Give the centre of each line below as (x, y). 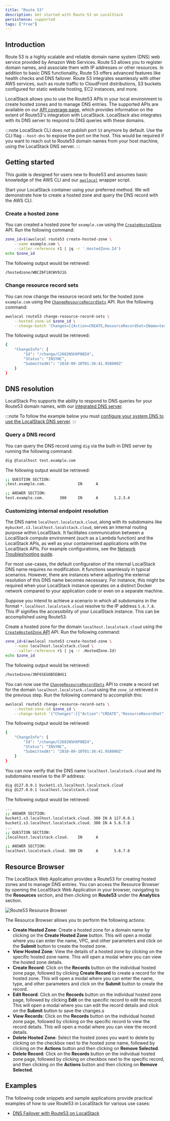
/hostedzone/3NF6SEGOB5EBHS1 (36, 674)
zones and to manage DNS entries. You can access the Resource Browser (82, 884)
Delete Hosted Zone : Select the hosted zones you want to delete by (83, 1037)
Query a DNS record (30, 435)
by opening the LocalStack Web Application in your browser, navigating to (82, 890)
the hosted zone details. (38, 962)
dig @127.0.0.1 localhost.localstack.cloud (52, 790)
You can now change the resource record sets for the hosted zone (74, 296)
